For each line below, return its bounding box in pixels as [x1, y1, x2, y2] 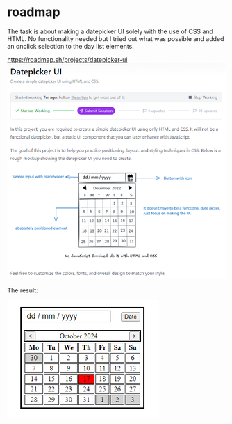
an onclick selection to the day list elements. [7, 42, 134, 50]
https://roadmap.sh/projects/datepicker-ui [7, 55, 128, 63]
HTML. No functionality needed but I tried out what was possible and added [7, 34, 224, 42]
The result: [7, 286, 38, 295]
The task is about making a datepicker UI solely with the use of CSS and [7, 27, 214, 36]
